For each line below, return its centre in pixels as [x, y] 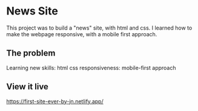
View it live [27, 87]
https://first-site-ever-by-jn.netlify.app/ [55, 101]
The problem [31, 53]
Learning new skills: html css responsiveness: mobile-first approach [91, 68]
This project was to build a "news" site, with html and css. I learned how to [99, 28]
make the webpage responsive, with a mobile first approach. [82, 34]
